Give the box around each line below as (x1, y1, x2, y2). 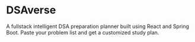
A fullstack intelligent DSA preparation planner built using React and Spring (6, 23, 190, 30)
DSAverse (6, 3, 56, 17)
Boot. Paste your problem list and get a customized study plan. (6, 29, 159, 36)
